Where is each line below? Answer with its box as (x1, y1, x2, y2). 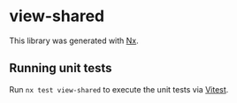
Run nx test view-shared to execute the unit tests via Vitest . (9, 84, 229, 94)
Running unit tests (9, 61, 112, 76)
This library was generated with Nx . (9, 35, 139, 46)
